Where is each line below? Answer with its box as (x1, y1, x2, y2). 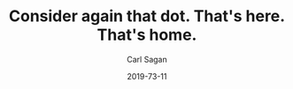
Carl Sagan (126, 54, 168, 64)
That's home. (96, 25, 197, 45)
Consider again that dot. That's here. (8, 6, 286, 26)
